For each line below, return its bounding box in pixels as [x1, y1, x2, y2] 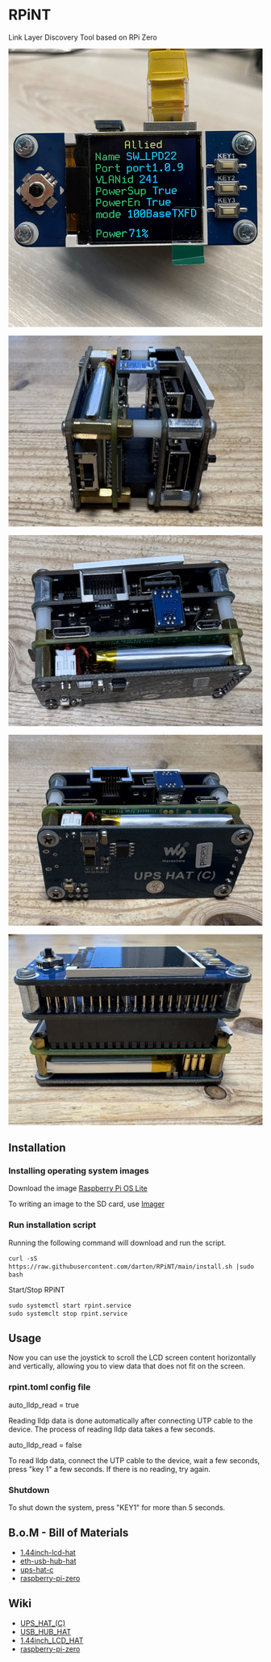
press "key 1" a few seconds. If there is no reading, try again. [8, 1464, 211, 1474]
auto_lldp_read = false [8, 1440, 82, 1449]
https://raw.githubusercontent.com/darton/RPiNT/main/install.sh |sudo [8, 1263, 254, 1271]
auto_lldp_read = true [8, 1400, 79, 1410]
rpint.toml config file [8, 1381, 91, 1393]
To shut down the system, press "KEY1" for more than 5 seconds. [8, 1502, 226, 1512]
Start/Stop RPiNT [8, 1284, 65, 1294]
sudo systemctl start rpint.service [8, 1301, 131, 1310]
